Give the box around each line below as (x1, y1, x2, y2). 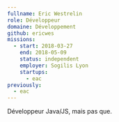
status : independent (19, 56, 79, 63)
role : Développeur (7, 17, 61, 24)
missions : (7, 36, 36, 43)
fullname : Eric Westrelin (7, 10, 82, 17)
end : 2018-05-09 (19, 49, 68, 56)
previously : (7, 82, 42, 89)
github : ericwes (7, 29, 54, 37)
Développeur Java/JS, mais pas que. (7, 107, 113, 116)
